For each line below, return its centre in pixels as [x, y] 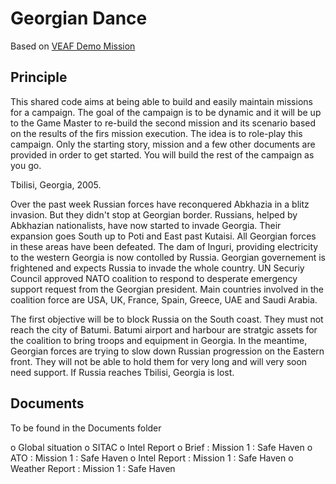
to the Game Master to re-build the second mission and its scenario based [163, 123]
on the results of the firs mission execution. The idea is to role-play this [156, 133]
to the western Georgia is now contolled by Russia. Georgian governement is [168, 257]
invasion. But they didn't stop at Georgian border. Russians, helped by [154, 214]
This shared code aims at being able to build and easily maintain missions [161, 101]
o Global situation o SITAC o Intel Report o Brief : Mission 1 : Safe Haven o [161, 447]
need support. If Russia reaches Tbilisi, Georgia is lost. [122, 372]
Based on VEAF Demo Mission [73, 46]
